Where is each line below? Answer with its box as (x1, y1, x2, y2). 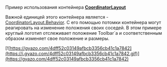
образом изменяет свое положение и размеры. (5, 35, 109, 41)
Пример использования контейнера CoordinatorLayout (5, 5, 126, 10)
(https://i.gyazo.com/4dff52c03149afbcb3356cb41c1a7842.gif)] (5, 50, 140, 56)
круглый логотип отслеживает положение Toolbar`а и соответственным (5, 30, 162, 36)
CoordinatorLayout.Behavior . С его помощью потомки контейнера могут (5, 20, 161, 25)
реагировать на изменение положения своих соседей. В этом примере (5, 25, 162, 31)
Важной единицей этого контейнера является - (5, 14, 108, 20)
